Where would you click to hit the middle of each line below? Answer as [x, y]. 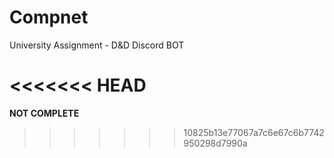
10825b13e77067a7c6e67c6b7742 [254, 132]
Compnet [49, 17]
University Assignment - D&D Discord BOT [97, 45]
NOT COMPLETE [44, 113]
